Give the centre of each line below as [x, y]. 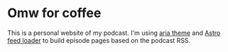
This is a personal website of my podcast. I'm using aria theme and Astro [114, 33]
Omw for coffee [54, 13]
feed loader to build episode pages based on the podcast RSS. [99, 40]
